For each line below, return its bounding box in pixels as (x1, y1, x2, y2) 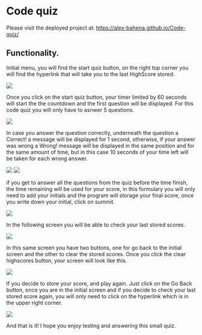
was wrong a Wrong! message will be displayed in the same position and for (6, 142, 195, 149)
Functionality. (6, 48, 60, 58)
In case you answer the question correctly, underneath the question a (6, 129, 179, 136)
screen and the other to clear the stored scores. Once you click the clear (6, 250, 186, 257)
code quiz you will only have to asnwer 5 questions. (6, 106, 134, 113)
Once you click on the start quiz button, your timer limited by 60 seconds (6, 93, 187, 101)
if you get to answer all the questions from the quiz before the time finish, (6, 179, 188, 186)
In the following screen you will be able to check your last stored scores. (6, 221, 185, 228)
